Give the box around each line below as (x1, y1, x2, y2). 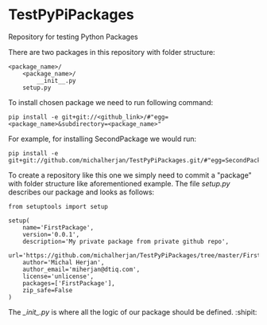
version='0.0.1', (22, 230, 80, 238)
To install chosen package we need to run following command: (8, 97, 214, 107)
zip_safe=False (22, 286, 73, 294)
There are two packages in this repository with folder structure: (8, 47, 216, 57)
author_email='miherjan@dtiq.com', (22, 265, 141, 273)
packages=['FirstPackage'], (22, 279, 115, 288)
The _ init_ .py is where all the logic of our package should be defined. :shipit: (8, 307, 257, 316)
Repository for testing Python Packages (8, 32, 138, 41)
